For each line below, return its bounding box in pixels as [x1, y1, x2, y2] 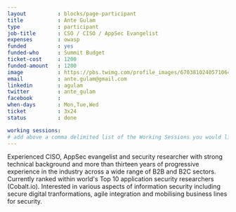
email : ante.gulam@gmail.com [7, 75, 128, 83]
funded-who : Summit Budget [7, 50, 105, 57]
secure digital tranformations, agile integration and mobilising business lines [7, 190, 228, 198]
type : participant [7, 23, 99, 30]
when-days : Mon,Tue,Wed [7, 101, 99, 108]
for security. [7, 197, 43, 206]
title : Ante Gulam [7, 17, 96, 24]
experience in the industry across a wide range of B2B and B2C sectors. [7, 167, 216, 176]
